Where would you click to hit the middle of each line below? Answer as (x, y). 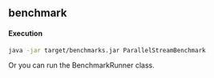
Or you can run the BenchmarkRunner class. (81, 65)
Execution (25, 33)
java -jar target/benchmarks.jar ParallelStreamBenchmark (107, 50)
